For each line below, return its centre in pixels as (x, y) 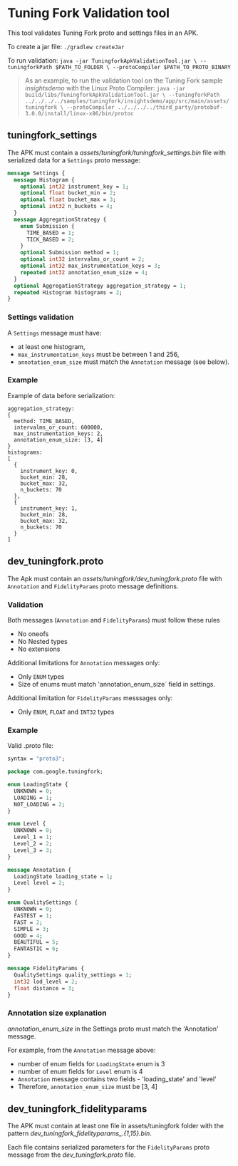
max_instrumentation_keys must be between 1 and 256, (98, 354)
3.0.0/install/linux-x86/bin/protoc (79, 113)
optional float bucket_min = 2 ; (68, 193)
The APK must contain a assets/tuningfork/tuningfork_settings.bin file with (117, 152)
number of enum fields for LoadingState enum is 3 (91, 1063)
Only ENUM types (41, 676)
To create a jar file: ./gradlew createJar (66, 46)
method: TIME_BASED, (44, 421)
